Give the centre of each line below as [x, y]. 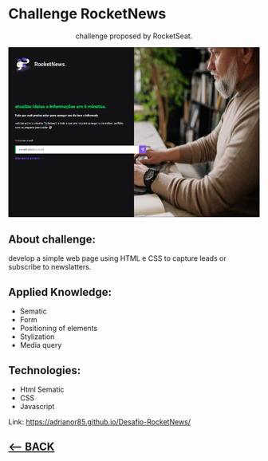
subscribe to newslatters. [50, 267]
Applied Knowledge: [60, 292]
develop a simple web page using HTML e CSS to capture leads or [118, 258]
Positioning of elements [59, 329]
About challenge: [52, 240]
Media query [41, 345]
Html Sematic [42, 390]
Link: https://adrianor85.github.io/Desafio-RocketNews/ [100, 422]
